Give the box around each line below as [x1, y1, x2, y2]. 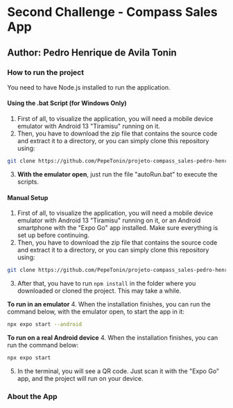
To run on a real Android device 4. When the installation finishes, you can [7, 333, 218, 341]
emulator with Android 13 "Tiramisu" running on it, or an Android [17, 216, 201, 225]
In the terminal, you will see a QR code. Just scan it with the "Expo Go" [17, 366, 220, 375]
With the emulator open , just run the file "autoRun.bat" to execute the [17, 170, 218, 178]
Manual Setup [7, 193, 49, 202]
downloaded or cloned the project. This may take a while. [17, 286, 182, 295]
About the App [7, 391, 58, 401]
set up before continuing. [17, 231, 90, 240]
